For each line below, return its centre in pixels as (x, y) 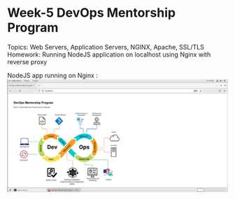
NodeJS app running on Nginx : (52, 75)
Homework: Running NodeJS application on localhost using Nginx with (109, 54)
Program (33, 28)
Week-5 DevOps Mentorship (92, 13)
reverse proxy (27, 61)
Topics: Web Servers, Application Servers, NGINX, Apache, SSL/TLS (106, 47)
